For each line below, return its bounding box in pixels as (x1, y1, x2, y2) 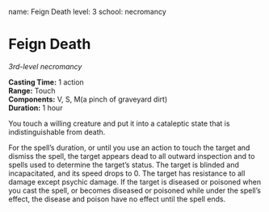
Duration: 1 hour (8, 102, 63, 112)
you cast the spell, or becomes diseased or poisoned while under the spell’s (8, 185, 261, 195)
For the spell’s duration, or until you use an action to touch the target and (8, 143, 250, 152)
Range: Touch (8, 85, 56, 95)
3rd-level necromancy (8, 61, 82, 71)
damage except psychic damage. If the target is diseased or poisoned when (8, 177, 261, 186)
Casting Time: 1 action (8, 77, 85, 87)
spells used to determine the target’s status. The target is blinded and (8, 160, 240, 169)
